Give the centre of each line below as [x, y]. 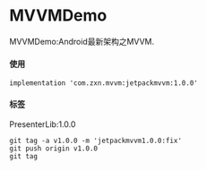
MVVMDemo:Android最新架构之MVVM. [82, 41]
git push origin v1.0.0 [54, 149]
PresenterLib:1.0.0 [43, 124]
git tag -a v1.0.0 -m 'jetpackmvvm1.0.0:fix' [95, 141]
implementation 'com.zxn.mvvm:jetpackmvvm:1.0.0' [104, 83]
